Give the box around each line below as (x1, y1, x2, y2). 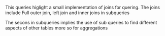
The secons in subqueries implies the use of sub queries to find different (5, 20, 157, 25)
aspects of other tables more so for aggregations (5, 25, 108, 31)
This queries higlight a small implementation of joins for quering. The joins (5, 5, 160, 10)
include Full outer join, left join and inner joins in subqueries (5, 10, 129, 16)
